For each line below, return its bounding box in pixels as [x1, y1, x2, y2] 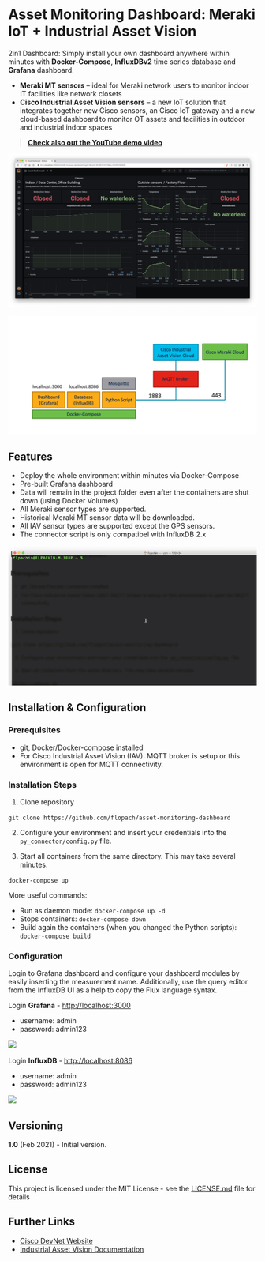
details [8, 1191, 30, 1202]
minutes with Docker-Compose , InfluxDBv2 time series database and [8, 57, 237, 66]
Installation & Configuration [8, 701, 147, 714]
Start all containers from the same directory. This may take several [19, 851, 236, 860]
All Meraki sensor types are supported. [19, 504, 147, 514]
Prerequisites [8, 725, 61, 736]
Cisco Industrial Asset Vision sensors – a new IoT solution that [19, 97, 226, 107]
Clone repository [19, 796, 75, 807]
